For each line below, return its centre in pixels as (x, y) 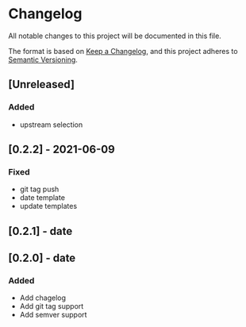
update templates (48, 206)
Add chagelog (42, 298)
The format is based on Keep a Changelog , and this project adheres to (123, 51)
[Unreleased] (42, 85)
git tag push (39, 189)
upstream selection (51, 125)
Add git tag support (52, 306)
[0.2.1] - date (40, 231)
